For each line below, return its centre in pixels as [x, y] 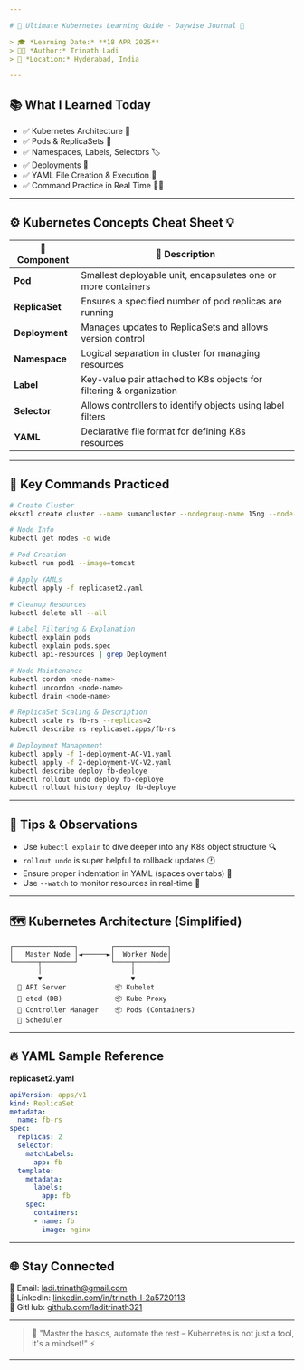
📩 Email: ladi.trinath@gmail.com [68, 1288]
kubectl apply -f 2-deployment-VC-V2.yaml [90, 762]
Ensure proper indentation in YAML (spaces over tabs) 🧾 [127, 873]
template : [36, 1171]
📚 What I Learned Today [80, 105]
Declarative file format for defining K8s [163, 431]
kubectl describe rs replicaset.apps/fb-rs [93, 729]
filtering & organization [129, 391]
